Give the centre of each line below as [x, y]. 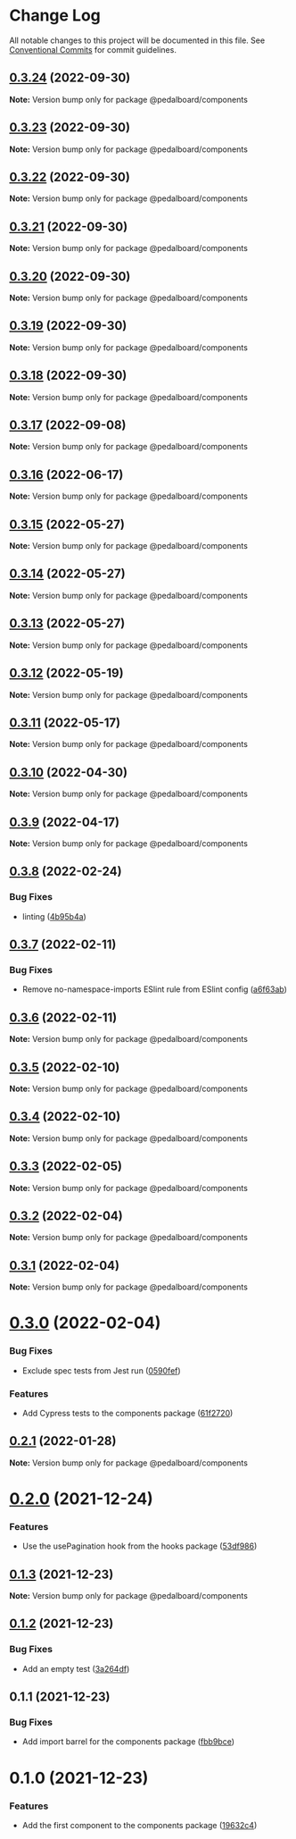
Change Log [55, 16]
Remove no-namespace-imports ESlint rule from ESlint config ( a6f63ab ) [155, 989]
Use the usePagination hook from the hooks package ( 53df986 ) [140, 1546]
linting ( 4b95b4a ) [54, 916]
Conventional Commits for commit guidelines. [93, 49]
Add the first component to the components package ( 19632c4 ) [140, 1825]
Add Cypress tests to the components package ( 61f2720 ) [127, 1413]
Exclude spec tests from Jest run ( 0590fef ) [101, 1370]
